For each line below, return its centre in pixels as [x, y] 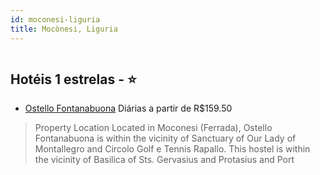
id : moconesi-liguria [55, 19]
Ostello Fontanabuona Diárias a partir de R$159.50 [128, 108]
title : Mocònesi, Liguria [64, 29]
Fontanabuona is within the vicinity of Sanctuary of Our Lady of [165, 138]
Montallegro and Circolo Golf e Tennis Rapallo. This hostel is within [172, 149]
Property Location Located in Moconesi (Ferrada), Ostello [153, 128]
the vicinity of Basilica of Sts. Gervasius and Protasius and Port [164, 160]
